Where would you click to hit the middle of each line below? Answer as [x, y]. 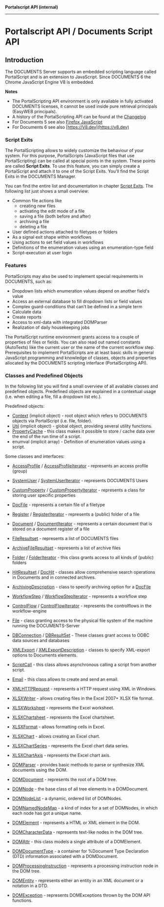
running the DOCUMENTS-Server [46, 625]
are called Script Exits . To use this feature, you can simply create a [72, 166]
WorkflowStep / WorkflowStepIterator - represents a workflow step [80, 596]
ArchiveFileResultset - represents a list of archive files [66, 548]
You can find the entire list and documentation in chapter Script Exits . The [79, 186]
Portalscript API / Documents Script [79, 32]
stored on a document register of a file [51, 529]
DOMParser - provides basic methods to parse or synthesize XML [78, 764]
